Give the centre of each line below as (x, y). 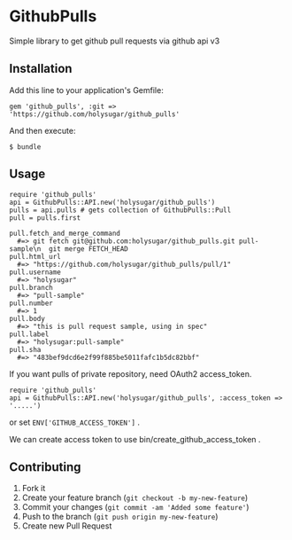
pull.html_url (35, 256)
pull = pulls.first (45, 218)
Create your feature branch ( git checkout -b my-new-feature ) (135, 497)
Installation (41, 69)
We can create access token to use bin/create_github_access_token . (135, 439)
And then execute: (42, 130)
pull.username (35, 272)
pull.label (29, 334)
